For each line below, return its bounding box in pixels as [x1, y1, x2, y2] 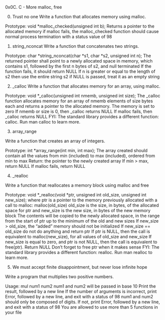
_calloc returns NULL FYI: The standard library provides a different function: [5, 114, 159, 120]
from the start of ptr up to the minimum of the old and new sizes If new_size [5, 218, 159, 224]
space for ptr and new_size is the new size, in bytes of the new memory [5, 208, 151, 213]
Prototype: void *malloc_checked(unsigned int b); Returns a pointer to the [5, 23, 155, 29]
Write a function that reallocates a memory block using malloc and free [5, 182, 149, 188]
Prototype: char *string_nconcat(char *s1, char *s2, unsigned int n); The [5, 53, 151, 59]
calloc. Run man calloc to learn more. [5, 119, 80, 125]
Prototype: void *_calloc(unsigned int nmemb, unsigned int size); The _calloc [5, 93, 161, 98]
